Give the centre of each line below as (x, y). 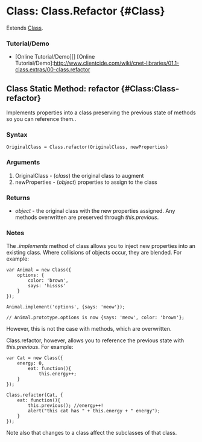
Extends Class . (25, 28)
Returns (18, 198)
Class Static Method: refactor (63, 89)
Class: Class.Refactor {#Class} (86, 11)
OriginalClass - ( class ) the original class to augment (79, 175)
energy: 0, (31, 363)
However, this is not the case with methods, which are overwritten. (89, 329)
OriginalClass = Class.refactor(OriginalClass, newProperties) (87, 147)
